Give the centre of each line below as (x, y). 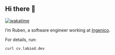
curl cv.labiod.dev (25, 48)
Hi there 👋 (20, 9)
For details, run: (21, 39)
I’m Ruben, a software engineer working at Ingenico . (58, 30)
